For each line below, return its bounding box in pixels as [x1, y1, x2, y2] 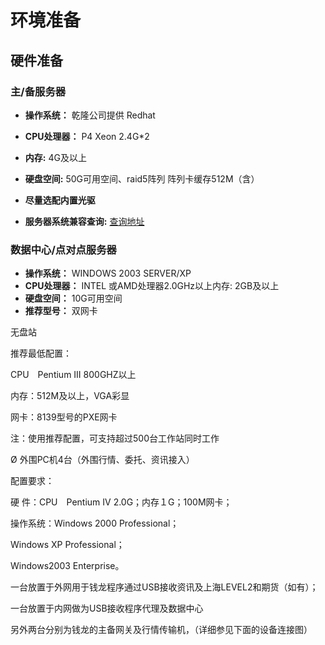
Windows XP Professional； [10, 539, 125, 551]
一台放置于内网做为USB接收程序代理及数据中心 [10, 602, 204, 615]
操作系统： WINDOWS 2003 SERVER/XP [24, 267, 192, 280]
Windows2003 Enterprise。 [10, 560, 125, 572]
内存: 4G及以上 [24, 151, 87, 163]
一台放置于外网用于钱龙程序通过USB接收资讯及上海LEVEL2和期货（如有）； [10, 581, 319, 593]
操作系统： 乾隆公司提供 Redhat [24, 109, 156, 121]
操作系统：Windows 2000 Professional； [10, 517, 180, 530]
